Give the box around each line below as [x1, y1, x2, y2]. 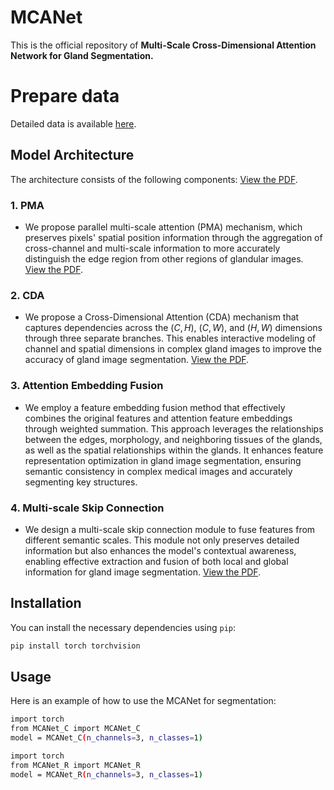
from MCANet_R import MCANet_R [10, 760, 141, 770]
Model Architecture [10, 147, 135, 164]
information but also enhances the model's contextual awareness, [24, 544, 297, 556]
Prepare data [10, 85, 120, 108]
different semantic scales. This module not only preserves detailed [24, 534, 300, 546]
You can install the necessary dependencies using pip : [10, 621, 237, 633]
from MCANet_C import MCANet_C [10, 724, 141, 734]
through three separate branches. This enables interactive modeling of [24, 332, 317, 345]
